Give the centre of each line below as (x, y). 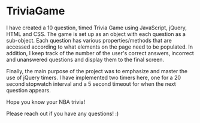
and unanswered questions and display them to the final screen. (85, 59)
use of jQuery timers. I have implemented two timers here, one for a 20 (94, 77)
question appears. (28, 90)
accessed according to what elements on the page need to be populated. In (100, 47)
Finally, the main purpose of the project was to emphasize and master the (97, 71)
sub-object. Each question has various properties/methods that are (89, 40)
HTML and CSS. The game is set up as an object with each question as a (96, 34)
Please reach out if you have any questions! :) (63, 113)
